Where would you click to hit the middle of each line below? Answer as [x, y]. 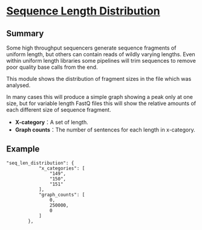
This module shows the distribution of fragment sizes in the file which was [99, 79]
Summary [25, 34]
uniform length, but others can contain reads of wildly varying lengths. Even [101, 54]
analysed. [18, 85]
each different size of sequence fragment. [59, 110]
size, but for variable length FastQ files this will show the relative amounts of [101, 103]
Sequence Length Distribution [83, 11]
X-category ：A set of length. [52, 122]
